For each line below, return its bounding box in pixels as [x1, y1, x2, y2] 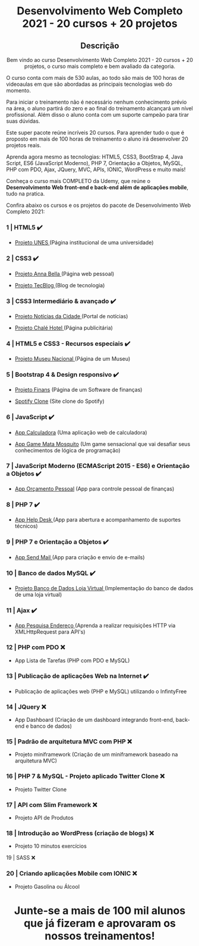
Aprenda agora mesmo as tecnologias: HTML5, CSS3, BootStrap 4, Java [6, 153, 183, 160]
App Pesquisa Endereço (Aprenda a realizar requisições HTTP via [14, 622, 176, 629]
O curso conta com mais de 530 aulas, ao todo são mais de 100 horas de [6, 75, 185, 81]
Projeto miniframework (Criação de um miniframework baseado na [14, 751, 178, 758]
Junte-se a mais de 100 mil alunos [14, 904, 186, 917]
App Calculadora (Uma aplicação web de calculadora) [14, 429, 147, 436]
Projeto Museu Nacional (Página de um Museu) [14, 355, 131, 362]
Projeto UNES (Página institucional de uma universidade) [14, 239, 154, 246]
